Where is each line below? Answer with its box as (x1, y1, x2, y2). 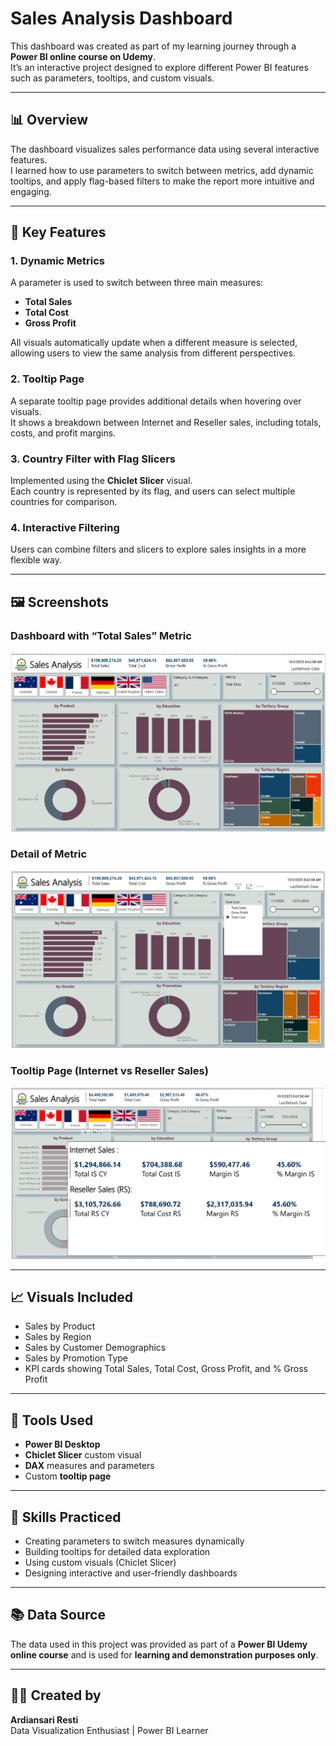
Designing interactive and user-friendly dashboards (24, 1567, 238, 1579)
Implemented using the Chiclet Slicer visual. (10, 475, 193, 487)
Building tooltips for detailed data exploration (24, 1545, 211, 1557)
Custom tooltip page (24, 1470, 112, 1482)
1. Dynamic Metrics (10, 254, 106, 268)
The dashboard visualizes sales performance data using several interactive (10, 143, 320, 155)
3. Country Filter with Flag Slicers (10, 452, 176, 466)
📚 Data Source (10, 1607, 106, 1624)
